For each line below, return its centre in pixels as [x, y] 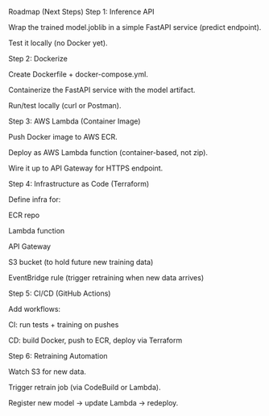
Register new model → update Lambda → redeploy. [93, 403]
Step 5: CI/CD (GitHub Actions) [60, 293]
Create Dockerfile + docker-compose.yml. [79, 74]
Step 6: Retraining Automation [58, 356]
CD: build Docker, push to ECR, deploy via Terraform [95, 340]
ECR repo [24, 215]
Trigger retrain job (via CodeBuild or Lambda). [85, 387]
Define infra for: [35, 200]
